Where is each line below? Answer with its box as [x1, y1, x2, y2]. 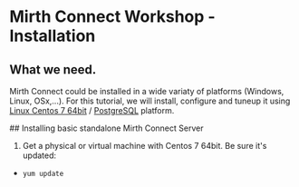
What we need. [9, 62, 97, 77]
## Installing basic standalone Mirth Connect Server [9, 123, 204, 133]
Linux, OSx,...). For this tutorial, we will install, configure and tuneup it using [9, 95, 291, 106]
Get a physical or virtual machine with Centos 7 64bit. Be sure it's [22, 141, 267, 151]
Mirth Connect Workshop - [9, 6, 216, 27]
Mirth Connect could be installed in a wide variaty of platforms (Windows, [9, 86, 285, 96]
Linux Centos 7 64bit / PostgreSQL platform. [9, 105, 175, 115]
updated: [22, 150, 57, 161]
